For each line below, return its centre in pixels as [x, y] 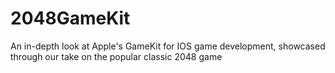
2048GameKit [70, 18]
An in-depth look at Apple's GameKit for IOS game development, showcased [168, 46]
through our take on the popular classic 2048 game [116, 56]
